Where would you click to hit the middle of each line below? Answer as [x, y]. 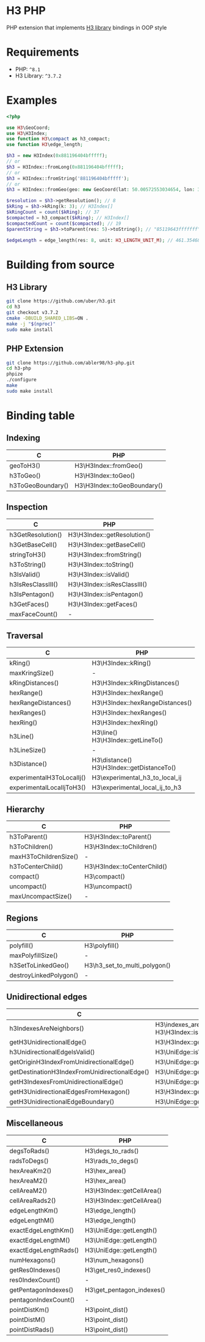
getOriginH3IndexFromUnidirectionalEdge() [72, 1062]
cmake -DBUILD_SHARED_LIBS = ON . [47, 318]
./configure [21, 380]
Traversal [25, 636]
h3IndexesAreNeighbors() [47, 1028]
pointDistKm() [30, 1310]
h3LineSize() [28, 750]
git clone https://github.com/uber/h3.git [61, 301]
